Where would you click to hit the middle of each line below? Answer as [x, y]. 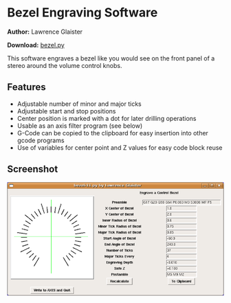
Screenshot [33, 169]
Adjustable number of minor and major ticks [79, 104]
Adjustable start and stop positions [66, 111]
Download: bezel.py [36, 45]
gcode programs [41, 140]
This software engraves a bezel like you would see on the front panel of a [111, 58]
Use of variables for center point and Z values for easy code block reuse [120, 147]
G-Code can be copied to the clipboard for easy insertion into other [112, 133]
